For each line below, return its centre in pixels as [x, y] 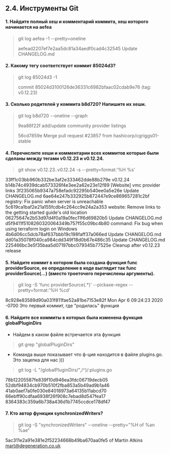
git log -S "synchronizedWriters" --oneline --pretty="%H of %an [86, 425]
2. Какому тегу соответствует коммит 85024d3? [61, 66]
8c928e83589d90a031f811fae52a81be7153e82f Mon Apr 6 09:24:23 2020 [84, 300]
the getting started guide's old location [46, 212]
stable [24, 141]
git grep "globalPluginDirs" [46, 344]
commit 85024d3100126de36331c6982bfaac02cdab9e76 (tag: [84, 87]
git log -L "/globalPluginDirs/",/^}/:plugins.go [65, 370]
